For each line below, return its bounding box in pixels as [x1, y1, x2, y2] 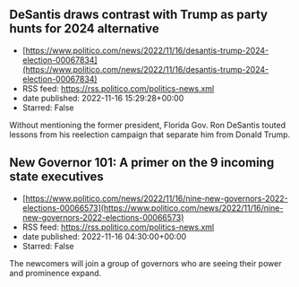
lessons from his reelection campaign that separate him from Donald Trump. [9, 129, 291, 140]
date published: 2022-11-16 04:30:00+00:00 [21, 230, 187, 241]
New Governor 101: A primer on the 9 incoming [9, 155, 275, 170]
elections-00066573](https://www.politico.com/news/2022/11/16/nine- [21, 202, 284, 213]
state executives [9, 170, 105, 185]
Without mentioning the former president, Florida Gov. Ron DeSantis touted [9, 119, 286, 130]
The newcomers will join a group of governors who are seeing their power [9, 257, 282, 268]
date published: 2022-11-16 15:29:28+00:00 [21, 92, 184, 103]
